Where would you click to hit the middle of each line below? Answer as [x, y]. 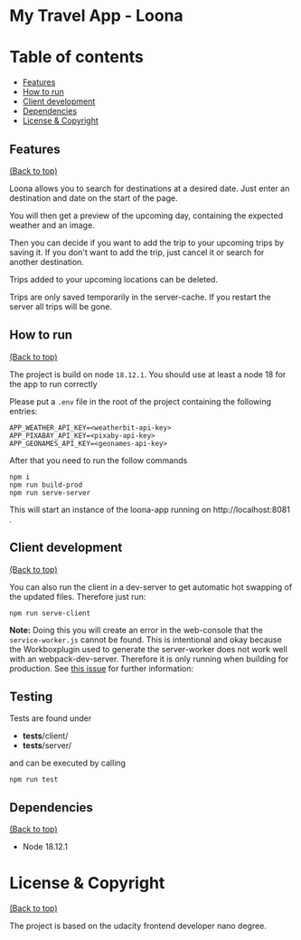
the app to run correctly [53, 384]
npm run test [34, 780]
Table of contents [77, 57]
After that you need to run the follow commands [99, 460]
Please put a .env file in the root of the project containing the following [141, 401]
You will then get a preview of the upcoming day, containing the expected [146, 215]
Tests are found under [51, 718]
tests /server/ [47, 745]
